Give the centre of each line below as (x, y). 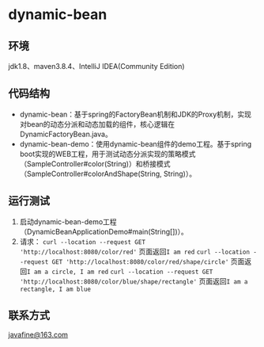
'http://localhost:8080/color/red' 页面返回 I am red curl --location (135, 251)
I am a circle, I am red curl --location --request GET (120, 272)
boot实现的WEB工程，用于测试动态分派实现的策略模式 (107, 154)
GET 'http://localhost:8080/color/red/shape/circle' (140, 262)
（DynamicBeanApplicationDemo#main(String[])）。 (104, 231)
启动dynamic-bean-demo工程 (68, 221)
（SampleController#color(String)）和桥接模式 (95, 163)
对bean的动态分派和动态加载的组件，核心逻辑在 (97, 124)
